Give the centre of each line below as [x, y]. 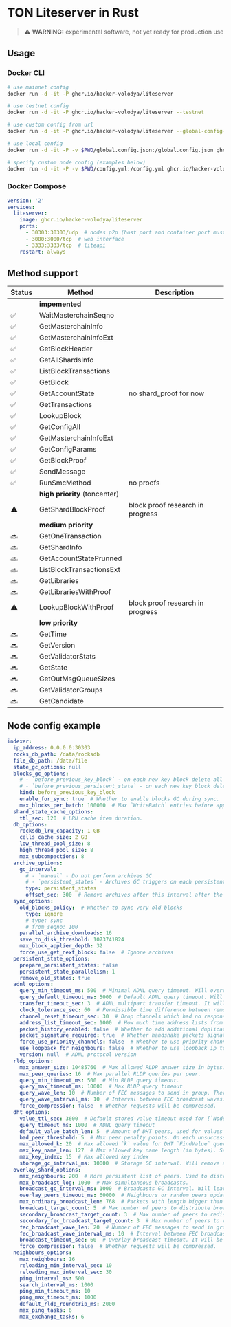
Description [175, 292]
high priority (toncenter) [79, 494]
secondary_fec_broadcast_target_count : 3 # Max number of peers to [120, 1221]
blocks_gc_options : [41, 774]
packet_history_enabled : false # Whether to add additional [109, 1029]
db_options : [31, 824]
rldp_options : [33, 1061]
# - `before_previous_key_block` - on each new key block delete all [121, 780]
